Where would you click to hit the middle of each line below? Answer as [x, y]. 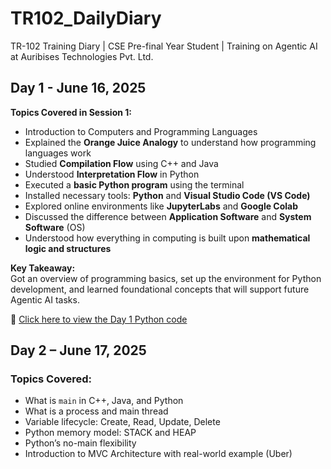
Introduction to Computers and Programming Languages [141, 131]
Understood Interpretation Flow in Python [112, 174]
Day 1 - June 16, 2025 [78, 88]
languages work [58, 153]
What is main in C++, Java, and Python [104, 401]
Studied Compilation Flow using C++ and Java [121, 163]
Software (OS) [55, 227]
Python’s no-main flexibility [80, 443]
